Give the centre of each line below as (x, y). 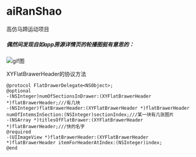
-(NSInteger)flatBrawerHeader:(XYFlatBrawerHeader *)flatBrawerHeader (98, 108)
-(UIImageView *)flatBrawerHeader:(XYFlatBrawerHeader (78, 137)
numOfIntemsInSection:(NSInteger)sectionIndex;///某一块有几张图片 (90, 115)
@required (19, 132)
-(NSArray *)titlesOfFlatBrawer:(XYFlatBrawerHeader (75, 120)
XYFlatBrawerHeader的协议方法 (46, 74)
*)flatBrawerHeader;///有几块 (43, 102)
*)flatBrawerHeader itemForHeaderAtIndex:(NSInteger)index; (85, 142)
